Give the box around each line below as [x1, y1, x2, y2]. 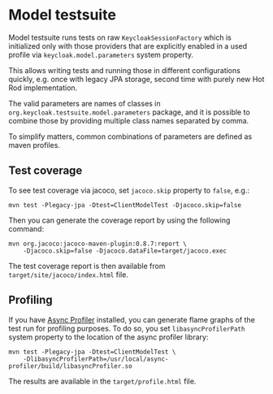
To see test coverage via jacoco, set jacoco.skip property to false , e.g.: [8, 185, 250, 195]
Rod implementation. [8, 83, 78, 93]
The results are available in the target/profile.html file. [8, 376, 197, 386]
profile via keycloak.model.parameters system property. [8, 50, 193, 59]
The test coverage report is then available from [8, 261, 166, 271]
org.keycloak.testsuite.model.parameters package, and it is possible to [8, 107, 250, 117]
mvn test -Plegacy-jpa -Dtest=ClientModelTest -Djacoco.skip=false [8, 201, 242, 209]
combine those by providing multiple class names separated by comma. [8, 115, 249, 125]
